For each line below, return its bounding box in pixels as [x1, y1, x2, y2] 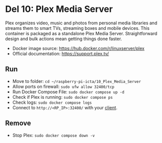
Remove [5, 119, 31, 128]
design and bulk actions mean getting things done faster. [5, 36, 122, 42]
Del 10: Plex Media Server [5, 3, 113, 15]
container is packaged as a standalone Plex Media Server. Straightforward [5, 30, 158, 36]
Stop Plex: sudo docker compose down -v [12, 132, 95, 138]
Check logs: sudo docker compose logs [12, 99, 92, 105]
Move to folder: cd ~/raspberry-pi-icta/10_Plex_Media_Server [12, 78, 141, 84]
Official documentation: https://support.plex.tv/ [12, 51, 109, 57]
